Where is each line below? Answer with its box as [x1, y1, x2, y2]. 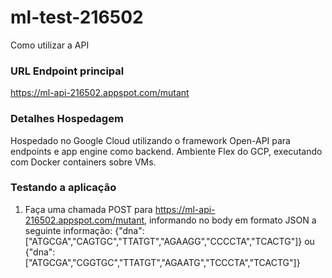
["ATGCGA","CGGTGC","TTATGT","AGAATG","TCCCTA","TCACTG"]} [24, 256, 301, 268]
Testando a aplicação [10, 181, 117, 195]
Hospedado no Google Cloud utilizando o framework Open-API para [10, 134, 291, 146]
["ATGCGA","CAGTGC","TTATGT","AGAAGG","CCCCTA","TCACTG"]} [24, 235, 303, 247]
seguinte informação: [24, 224, 113, 236]
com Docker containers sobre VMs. [10, 156, 157, 168]
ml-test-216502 [10, 6, 144, 29]
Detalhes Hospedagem [10, 112, 124, 126]
